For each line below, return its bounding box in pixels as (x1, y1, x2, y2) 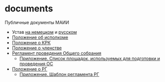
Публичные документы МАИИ (4, 19, 69, 25)
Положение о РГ (11, 66, 47, 72)
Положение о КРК (11, 39, 51, 45)
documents (4, 3, 53, 14)
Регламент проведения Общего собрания (11, 50, 101, 56)
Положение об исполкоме (11, 34, 68, 40)
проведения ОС (19, 61, 53, 67)
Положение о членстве (11, 45, 62, 51)
